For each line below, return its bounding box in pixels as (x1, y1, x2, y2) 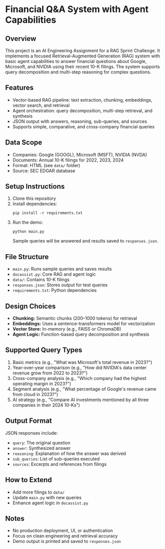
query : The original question (12, 439, 70, 446)
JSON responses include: (5, 430, 58, 436)
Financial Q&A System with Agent (5, 4, 149, 15)
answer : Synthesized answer (12, 445, 71, 451)
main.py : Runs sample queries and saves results (12, 266, 112, 272)
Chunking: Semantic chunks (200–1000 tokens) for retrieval (12, 316, 137, 322)
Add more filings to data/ (12, 489, 65, 495)
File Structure (5, 253, 49, 261)
